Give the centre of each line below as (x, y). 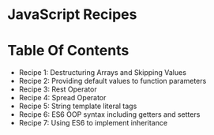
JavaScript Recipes (72, 15)
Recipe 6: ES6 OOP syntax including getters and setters (109, 114)
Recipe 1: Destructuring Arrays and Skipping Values (103, 73)
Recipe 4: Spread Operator (62, 98)
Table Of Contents (68, 51)
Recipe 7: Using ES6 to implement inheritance (93, 123)
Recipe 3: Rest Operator (58, 89)
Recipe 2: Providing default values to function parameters (113, 81)
